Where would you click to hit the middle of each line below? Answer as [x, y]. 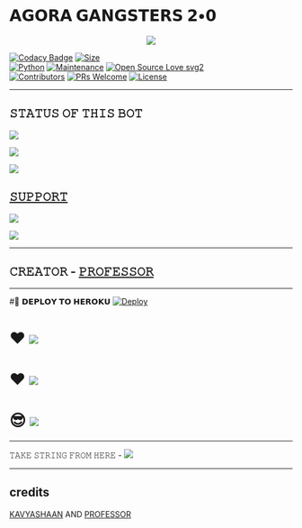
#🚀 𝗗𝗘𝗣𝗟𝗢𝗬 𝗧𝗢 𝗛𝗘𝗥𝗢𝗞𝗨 [60, 302]
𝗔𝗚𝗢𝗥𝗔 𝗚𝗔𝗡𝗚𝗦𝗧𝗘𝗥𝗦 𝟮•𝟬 [113, 16]
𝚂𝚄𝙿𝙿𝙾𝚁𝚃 [39, 197]
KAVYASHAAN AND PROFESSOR [71, 514]
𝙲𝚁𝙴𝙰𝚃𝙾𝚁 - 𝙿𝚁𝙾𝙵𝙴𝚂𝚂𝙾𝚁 [82, 271]
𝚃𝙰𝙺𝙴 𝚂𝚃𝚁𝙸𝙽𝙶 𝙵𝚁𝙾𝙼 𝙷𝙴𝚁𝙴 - [66, 455]
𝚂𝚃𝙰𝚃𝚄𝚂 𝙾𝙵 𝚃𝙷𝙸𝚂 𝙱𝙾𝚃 [76, 114]
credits [30, 492]
